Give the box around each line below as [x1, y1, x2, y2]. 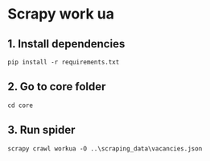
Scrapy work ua [7, 5, 114, 23]
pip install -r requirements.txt [7, 58, 120, 66]
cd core [7, 101, 34, 109]
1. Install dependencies [7, 37, 126, 51]
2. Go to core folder [7, 80, 106, 93]
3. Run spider [7, 123, 76, 137]
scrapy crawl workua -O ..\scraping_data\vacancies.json [7, 144, 203, 153]
